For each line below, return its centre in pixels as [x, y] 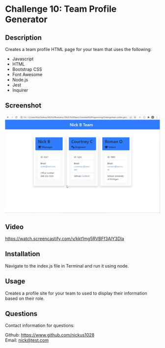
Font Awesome [27, 74]
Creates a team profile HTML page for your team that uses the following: [79, 49]
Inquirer [20, 90]
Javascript [23, 59]
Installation [23, 254]
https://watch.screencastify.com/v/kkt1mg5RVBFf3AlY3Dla [65, 239]
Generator [26, 19]
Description [23, 38]
